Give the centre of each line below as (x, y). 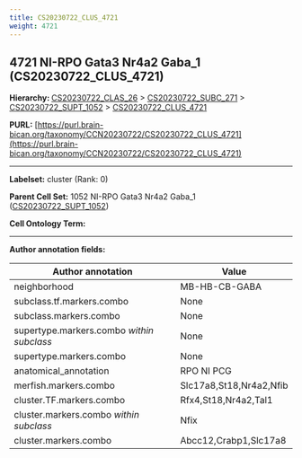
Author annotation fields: (58, 250)
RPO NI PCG (206, 371)
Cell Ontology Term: (48, 224)
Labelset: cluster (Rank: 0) (59, 180)
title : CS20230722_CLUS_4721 (64, 18)
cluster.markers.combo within (76, 415)
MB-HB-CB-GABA (221, 286)
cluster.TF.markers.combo (70, 401)
